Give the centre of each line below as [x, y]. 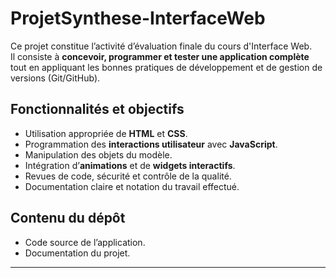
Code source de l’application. [85, 242]
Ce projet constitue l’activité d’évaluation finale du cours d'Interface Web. [161, 46]
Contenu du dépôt [68, 218]
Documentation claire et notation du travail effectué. [132, 186]
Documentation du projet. [77, 253]
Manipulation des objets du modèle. [98, 154]
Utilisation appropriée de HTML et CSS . [106, 133]
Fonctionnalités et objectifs [97, 109]
